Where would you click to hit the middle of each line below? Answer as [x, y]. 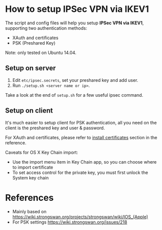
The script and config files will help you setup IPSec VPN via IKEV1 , [75, 23]
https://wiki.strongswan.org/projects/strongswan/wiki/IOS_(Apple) [80, 217]
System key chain [30, 177]
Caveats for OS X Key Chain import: [42, 152]
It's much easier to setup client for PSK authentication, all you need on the [81, 122]
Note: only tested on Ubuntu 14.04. [41, 53]
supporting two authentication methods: [46, 28]
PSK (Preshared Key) [34, 43]
